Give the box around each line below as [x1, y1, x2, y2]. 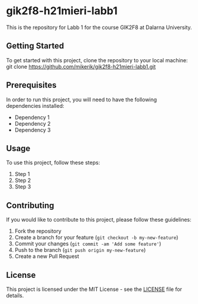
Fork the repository [14, 228, 62, 235]
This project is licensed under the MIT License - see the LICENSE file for [6, 286, 182, 293]
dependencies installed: [6, 102, 64, 109]
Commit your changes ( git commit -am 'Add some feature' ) [14, 240, 161, 247]
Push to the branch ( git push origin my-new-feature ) [14, 247, 146, 254]
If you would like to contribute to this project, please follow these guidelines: [6, 216, 192, 223]
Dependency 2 [14, 120, 51, 127]
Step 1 [14, 171, 30, 178]
